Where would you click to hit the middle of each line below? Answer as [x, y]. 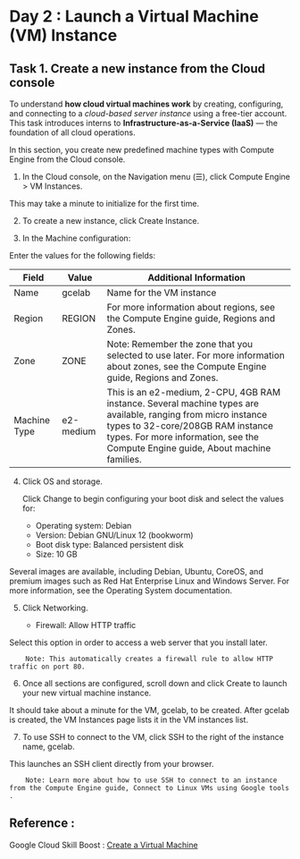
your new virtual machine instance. [87, 693]
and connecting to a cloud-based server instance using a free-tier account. [148, 113]
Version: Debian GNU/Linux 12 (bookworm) [114, 535]
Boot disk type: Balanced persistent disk [110, 544]
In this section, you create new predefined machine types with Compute [142, 150]
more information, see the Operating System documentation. [121, 591]
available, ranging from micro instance [187, 415]
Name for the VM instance [162, 293]
